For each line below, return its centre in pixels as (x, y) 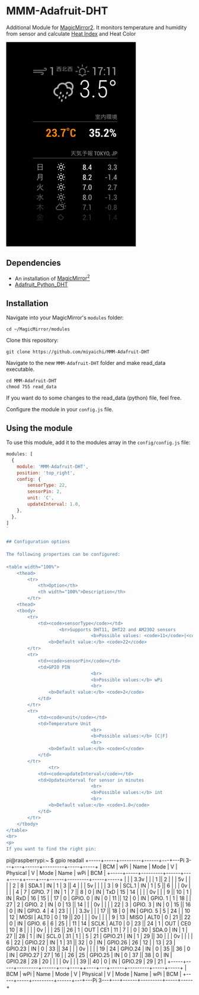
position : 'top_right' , (46, 473)
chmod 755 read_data (32, 387)
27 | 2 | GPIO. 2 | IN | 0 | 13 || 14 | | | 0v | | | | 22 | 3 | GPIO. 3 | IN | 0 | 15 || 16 (99, 905)
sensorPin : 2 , (45, 492)
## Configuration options (38, 542)
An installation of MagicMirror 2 (52, 278)
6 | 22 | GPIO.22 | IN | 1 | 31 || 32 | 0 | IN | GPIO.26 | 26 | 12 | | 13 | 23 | (91, 943)
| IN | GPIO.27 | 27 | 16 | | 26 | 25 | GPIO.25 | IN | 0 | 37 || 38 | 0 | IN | (89, 955)
